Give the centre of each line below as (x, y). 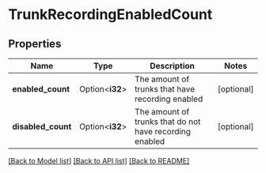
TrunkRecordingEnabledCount (110, 15)
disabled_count (42, 126)
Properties (35, 44)
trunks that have (165, 89)
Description (173, 66)
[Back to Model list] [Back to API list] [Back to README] (99, 161)
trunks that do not (167, 122)
